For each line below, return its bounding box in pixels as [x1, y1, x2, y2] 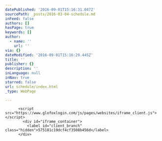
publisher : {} [5, 61, 34, 66]
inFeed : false [5, 16, 34, 21]
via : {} [5, 48, 21, 53]
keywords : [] [5, 30, 32, 35]
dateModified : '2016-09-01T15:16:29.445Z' [5, 52, 93, 58]
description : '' [5, 66, 38, 71]
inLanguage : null [5, 71, 41, 76]
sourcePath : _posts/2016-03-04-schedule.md [5, 12, 96, 17]
